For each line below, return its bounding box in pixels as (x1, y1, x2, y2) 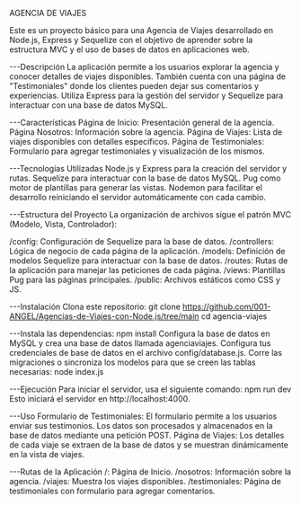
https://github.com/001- (182, 301, 271, 312)
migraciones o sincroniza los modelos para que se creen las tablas (9, 357, 256, 368)
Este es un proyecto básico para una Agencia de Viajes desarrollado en (9, 25, 274, 35)
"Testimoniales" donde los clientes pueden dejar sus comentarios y (9, 81, 259, 91)
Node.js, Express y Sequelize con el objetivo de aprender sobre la (9, 35, 253, 45)
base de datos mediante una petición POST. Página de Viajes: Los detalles (9, 430, 285, 440)
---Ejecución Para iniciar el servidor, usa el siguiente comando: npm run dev (9, 384, 292, 394)
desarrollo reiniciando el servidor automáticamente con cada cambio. (9, 192, 267, 202)
